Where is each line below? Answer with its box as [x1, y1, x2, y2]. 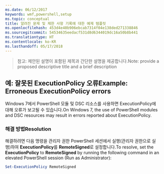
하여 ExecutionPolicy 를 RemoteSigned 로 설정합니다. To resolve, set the [10, 144, 154, 150]
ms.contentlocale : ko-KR [5, 39, 56, 44]
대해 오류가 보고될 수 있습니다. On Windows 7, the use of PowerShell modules [5, 107, 158, 113]
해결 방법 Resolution [5, 126, 51, 133]
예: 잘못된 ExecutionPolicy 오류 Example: [5, 79, 128, 88]
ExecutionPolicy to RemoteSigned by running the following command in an [5, 149, 160, 155]
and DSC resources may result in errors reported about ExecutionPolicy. [5, 112, 152, 118]
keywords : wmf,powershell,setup [5, 12, 72, 17]
